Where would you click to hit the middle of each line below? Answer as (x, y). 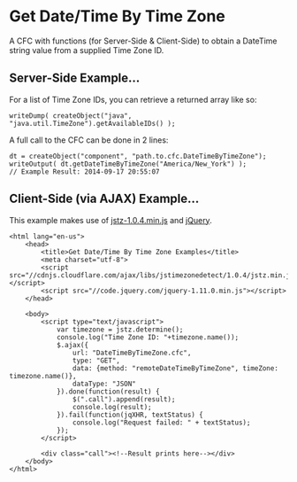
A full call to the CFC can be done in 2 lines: (89, 140)
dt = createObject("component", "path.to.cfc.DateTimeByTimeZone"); (138, 156)
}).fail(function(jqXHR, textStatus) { (129, 415)
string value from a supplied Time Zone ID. (87, 50)
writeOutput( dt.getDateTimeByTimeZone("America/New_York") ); (128, 164)
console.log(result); (112, 407)
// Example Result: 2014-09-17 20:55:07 (85, 171)
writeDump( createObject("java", (71, 116)
